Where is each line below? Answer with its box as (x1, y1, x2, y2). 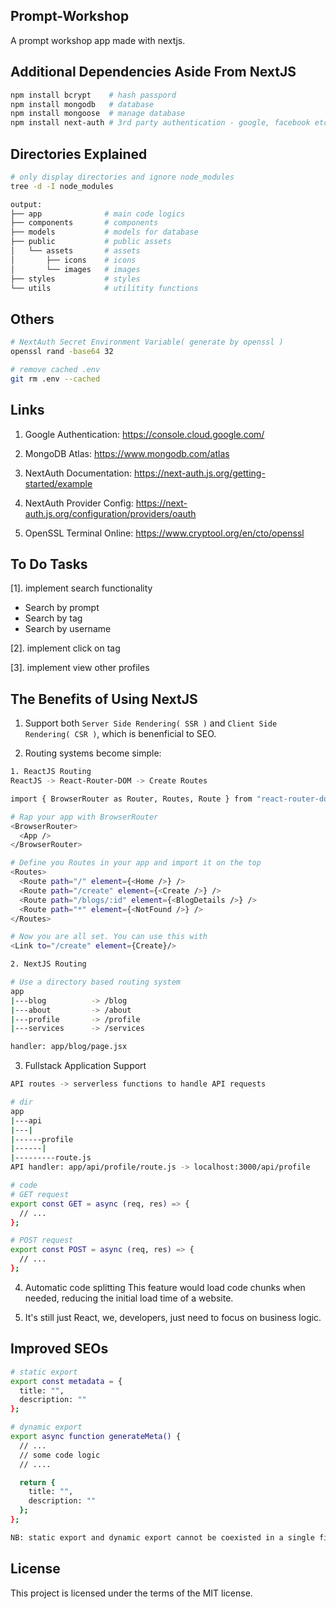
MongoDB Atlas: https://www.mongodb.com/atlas (24, 447, 230, 459)
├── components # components (10, 218, 159, 228)
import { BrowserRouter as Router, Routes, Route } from (10, 794, 253, 804)
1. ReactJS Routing (10, 767, 92, 777)
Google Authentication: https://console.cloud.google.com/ (24, 428, 265, 440)
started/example (24, 477, 93, 489)
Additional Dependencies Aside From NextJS (10, 64, 297, 81)
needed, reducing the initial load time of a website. (24, 1292, 234, 1304)
